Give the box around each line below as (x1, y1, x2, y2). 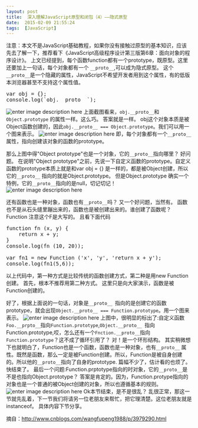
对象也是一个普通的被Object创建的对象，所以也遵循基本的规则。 (6, 381, 162, 388)
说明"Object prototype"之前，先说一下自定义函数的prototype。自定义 (22, 157, 191, 165)
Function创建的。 (6, 287, 48, 294)
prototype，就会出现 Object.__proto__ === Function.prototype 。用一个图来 (6, 307, 190, 314)
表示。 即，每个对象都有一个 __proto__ (21, 130, 192, 137)
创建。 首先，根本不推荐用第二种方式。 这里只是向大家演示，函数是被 (6, 279, 174, 287)
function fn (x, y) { (6, 225, 69, 232)
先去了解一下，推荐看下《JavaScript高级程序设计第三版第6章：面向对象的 (6, 50, 185, 57)
